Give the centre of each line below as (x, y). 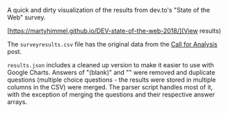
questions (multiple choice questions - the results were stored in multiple (112, 80)
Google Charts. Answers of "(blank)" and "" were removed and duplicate (111, 72)
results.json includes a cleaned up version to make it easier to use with (111, 65)
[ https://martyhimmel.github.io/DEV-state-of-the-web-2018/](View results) (114, 31)
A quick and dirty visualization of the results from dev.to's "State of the (109, 10)
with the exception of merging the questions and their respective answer (111, 94)
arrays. (17, 102)
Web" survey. (26, 17)
